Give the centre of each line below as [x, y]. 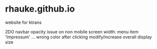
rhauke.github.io [40, 9]
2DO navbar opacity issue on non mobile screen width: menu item [72, 32]
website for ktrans [23, 22]
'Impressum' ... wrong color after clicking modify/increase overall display [78, 37]
